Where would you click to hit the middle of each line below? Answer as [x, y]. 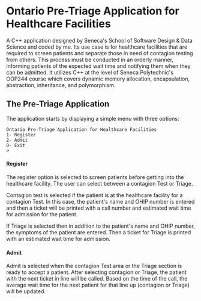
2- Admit [17, 140]
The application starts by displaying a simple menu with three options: [93, 118]
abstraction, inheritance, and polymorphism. [61, 85]
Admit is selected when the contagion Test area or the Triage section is [94, 266]
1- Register [21, 135]
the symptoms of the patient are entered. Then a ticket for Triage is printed [99, 232]
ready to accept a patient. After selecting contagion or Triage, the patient [97, 272]
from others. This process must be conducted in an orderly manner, [90, 59]
